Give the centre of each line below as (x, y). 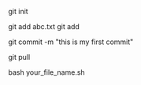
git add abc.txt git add (44, 26)
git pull (19, 57)
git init (19, 11)
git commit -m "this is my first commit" (71, 42)
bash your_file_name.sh (46, 72)
